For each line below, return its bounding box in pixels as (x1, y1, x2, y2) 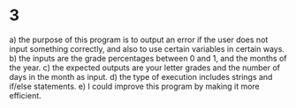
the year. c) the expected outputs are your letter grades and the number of (9, 62, 281, 73)
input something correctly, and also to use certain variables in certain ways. (9, 43, 285, 54)
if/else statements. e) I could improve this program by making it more (9, 81, 261, 91)
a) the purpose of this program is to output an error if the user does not (9, 34, 269, 45)
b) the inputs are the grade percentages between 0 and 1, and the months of (9, 53, 287, 63)
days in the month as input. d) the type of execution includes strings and (9, 71, 273, 82)
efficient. (9, 90, 42, 101)
